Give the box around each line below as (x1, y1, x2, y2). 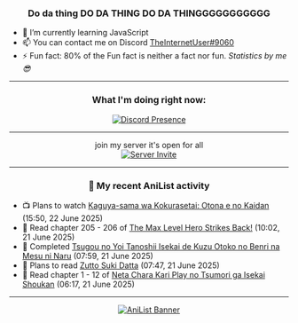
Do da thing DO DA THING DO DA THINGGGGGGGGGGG (27, 7, 271, 20)
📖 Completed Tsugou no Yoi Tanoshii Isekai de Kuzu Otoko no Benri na (21, 240, 280, 251)
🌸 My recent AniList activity (88, 179, 210, 192)
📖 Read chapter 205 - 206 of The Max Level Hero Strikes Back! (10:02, (21, 222, 280, 232)
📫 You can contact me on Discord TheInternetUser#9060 (21, 37, 235, 48)
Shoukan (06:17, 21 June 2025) (21, 279, 136, 289)
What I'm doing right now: (91, 94, 207, 106)
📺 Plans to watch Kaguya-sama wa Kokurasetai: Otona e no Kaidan (21, 200, 270, 210)
